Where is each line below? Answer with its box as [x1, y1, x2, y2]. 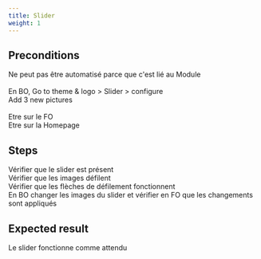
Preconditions [8, 49, 80, 62]
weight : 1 [8, 19, 42, 27]
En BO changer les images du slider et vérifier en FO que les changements [8, 190, 254, 200]
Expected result [8, 222, 89, 235]
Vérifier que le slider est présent [8, 165, 114, 175]
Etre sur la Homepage [8, 120, 80, 130]
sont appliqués [8, 198, 57, 208]
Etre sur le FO [8, 112, 53, 122]
